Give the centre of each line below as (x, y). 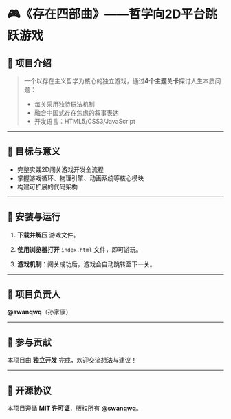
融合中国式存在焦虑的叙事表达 (76, 113)
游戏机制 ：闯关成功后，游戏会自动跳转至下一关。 (86, 264)
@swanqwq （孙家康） (40, 312)
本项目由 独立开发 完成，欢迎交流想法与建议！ (72, 360)
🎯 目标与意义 (34, 152)
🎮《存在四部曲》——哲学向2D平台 (106, 14)
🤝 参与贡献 (29, 342)
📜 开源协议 (29, 390)
